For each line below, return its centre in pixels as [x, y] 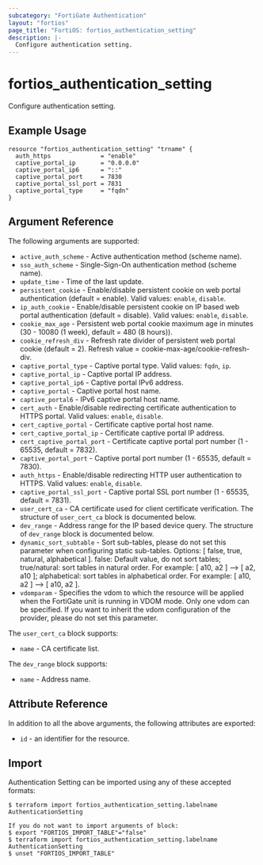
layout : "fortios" [38, 23]
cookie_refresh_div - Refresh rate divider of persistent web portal [128, 340]
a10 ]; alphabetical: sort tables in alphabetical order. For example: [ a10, [135, 575]
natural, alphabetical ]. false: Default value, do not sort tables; [120, 559]
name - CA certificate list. [59, 648]
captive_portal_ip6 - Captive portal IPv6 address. [101, 382]
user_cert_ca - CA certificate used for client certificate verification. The [136, 508]
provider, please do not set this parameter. [89, 617]
